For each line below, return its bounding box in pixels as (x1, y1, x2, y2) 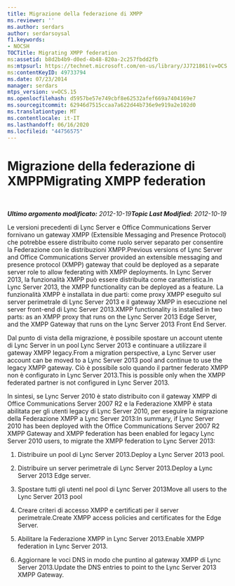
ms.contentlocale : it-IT (7, 114, 80, 121)
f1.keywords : (7, 36, 46, 44)
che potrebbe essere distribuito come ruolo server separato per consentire (7, 238, 224, 246)
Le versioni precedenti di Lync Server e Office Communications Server (7, 223, 212, 232)
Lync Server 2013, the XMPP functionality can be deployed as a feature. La (7, 283, 224, 291)
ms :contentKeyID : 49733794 (7, 69, 86, 76)
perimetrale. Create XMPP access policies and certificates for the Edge (17, 514, 222, 522)
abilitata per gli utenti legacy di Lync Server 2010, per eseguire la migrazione (7, 407, 229, 415)
